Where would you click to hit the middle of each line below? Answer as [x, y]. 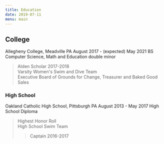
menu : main [16, 19]
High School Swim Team [43, 126]
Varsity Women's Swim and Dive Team [57, 72]
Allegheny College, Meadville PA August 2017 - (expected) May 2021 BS [79, 51]
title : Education [23, 10]
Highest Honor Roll [37, 121]
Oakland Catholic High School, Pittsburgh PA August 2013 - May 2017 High [82, 106]
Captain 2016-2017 [49, 136]
